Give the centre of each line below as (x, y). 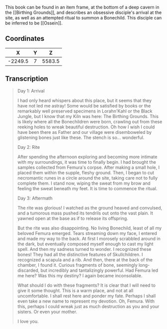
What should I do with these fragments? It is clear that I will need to (86, 285)
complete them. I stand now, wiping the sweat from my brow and (84, 183)
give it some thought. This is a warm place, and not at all (75, 290)
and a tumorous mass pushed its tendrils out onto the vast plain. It (85, 213)
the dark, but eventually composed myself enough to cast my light (85, 244)
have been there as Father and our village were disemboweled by (84, 132)
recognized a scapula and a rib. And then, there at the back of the (85, 260)
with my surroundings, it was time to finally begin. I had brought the (86, 162)
